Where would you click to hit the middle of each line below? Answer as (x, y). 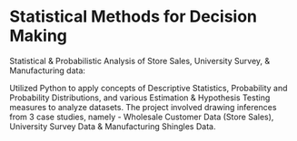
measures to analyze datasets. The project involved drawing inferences (143, 107)
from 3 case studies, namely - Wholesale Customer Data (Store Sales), (142, 117)
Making (39, 36)
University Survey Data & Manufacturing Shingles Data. (113, 126)
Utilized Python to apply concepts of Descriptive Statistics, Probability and (148, 88)
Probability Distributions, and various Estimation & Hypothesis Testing (140, 98)
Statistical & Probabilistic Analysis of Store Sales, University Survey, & (140, 61)
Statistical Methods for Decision (133, 17)
